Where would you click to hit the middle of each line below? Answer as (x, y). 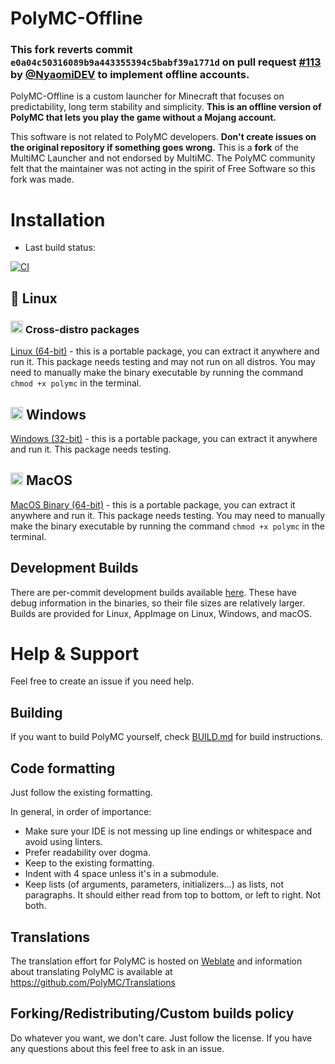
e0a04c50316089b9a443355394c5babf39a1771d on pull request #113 (166, 62)
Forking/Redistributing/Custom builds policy (152, 1013)
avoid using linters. (63, 842)
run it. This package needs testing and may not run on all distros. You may (163, 362)
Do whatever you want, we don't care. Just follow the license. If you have (161, 1038)
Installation (58, 219)
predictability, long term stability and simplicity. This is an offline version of (166, 107)
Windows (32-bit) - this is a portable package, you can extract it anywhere (164, 438)
